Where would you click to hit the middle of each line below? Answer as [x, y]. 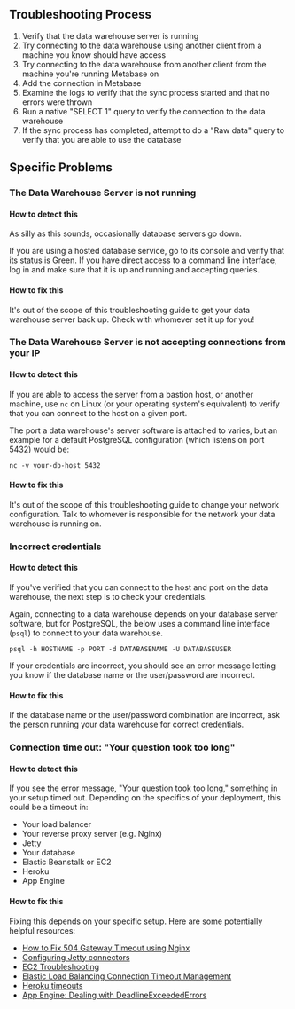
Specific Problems [61, 168]
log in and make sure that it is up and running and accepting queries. [134, 270]
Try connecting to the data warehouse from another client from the [144, 64]
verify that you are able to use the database [101, 139]
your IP [25, 353]
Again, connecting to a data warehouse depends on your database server [144, 614]
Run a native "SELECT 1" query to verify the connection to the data [144, 111]
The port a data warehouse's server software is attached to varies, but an [144, 430]
